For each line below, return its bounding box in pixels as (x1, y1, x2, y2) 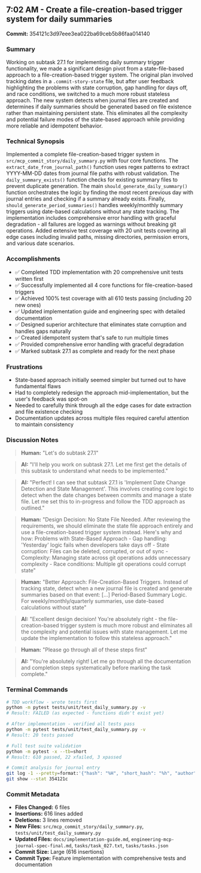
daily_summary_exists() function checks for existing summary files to (6, 176, 178, 183)
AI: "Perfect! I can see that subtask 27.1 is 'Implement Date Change (20, 479, 186, 486)
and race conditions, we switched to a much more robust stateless (6, 90, 170, 98)
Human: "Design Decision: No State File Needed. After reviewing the (20, 516, 190, 523)
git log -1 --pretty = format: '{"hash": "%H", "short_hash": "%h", (6, 771, 172, 777)
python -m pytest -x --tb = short (6, 748, 87, 754)
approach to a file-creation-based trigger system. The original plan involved (6, 71, 193, 78)
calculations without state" (20, 604, 87, 611)
